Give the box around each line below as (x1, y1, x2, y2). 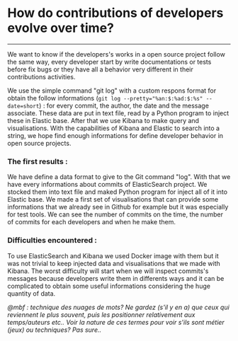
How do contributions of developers (7, 5, 224, 21)
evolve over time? (7, 20, 115, 36)
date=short (7, 103, 40, 110)
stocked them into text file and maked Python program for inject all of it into (7, 187, 228, 196)
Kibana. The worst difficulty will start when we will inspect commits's (7, 267, 209, 275)
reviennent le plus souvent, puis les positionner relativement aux (7, 310, 195, 319)
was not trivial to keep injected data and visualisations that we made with (7, 259, 221, 267)
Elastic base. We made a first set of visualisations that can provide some (7, 195, 219, 204)
